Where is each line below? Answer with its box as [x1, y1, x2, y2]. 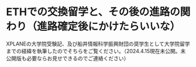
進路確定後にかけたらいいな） [37, 20, 181, 33]
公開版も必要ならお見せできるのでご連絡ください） [6, 55, 129, 62]
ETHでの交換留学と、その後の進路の [6, 5, 180, 19]
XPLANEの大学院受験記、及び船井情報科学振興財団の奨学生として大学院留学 [6, 40, 190, 47]
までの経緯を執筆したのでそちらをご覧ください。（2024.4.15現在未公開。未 [6, 47, 186, 54]
